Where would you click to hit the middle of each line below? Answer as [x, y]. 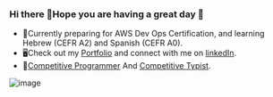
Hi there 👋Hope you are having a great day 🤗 [107, 14]
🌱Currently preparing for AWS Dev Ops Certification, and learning [143, 34]
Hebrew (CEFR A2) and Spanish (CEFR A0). [102, 43]
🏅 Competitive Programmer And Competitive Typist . [116, 66]
